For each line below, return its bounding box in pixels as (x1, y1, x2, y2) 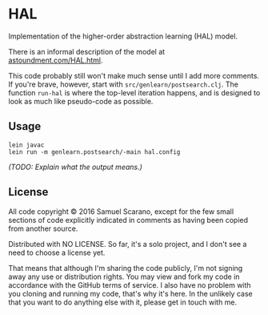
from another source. (8, 224, 78, 233)
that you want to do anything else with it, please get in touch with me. (8, 297, 238, 307)
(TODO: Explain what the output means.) (8, 162, 142, 172)
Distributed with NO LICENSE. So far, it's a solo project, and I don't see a (8, 239, 247, 248)
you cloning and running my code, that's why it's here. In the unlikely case (8, 289, 254, 298)
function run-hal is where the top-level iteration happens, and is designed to (8, 87, 261, 97)
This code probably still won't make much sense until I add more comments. (8, 71, 260, 80)
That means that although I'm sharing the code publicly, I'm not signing (8, 263, 243, 273)
